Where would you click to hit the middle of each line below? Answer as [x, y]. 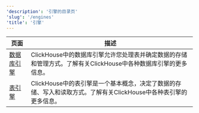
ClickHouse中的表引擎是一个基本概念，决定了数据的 [103, 84]
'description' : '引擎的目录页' [42, 11]
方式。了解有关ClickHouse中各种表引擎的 [130, 92]
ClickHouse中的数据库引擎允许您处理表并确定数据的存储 [109, 55]
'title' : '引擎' [25, 22]
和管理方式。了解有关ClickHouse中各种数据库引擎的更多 [109, 64]
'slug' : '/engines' [30, 17]
